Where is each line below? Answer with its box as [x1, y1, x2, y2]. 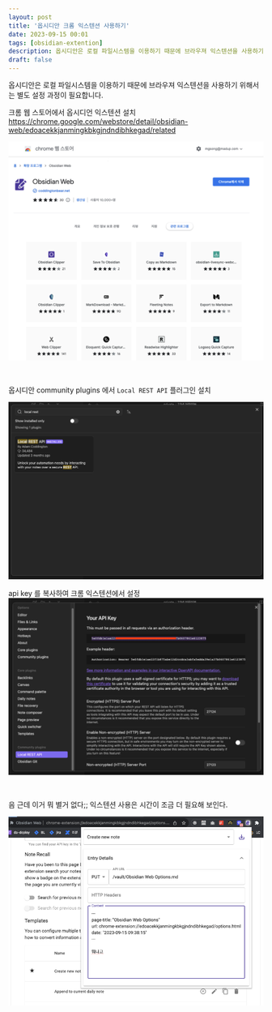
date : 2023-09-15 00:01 [8, 30, 89, 38]
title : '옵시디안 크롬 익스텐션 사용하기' [8, 21, 130, 30]
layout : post [8, 13, 53, 21]
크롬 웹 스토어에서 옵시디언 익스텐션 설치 [8, 108, 136, 117]
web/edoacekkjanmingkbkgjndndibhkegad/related [8, 126, 176, 135]
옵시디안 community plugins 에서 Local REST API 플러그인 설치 [8, 385, 211, 395]
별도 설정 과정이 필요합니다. [16, 90, 104, 100]
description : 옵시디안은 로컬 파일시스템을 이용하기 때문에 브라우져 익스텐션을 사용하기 [8, 47, 265, 56]
